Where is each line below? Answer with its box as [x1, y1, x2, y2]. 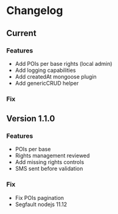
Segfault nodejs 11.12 [15, 201, 68, 208]
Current [6, 28, 36, 38]
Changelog [6, 4, 63, 18]
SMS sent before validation [15, 165, 83, 173]
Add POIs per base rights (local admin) [15, 60, 113, 67]
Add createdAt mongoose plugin [15, 73, 97, 80]
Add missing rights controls [15, 159, 85, 166]
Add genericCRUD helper [15, 79, 79, 87]
